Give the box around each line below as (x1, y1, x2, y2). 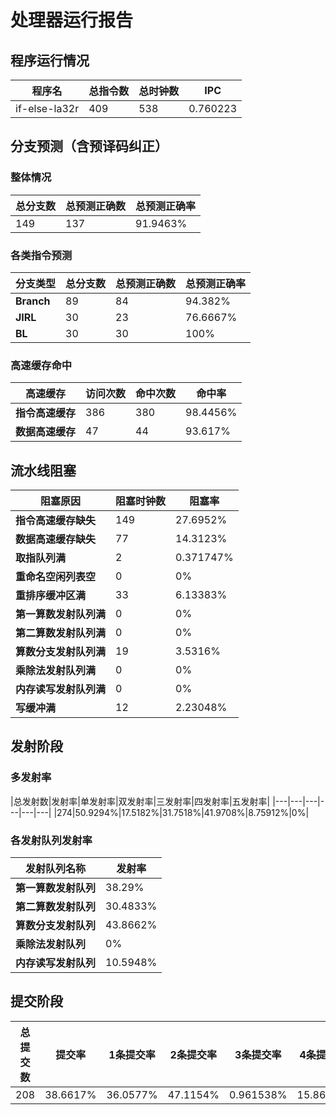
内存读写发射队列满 (15, 682, 107, 696)
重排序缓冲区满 (15, 589, 87, 603)
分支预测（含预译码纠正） (10, 138, 168, 155)
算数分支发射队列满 (15, 645, 107, 659)
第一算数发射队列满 (15, 607, 107, 621)
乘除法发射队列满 (15, 664, 97, 678)
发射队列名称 (25, 862, 87, 876)
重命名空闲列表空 (15, 570, 97, 584)
